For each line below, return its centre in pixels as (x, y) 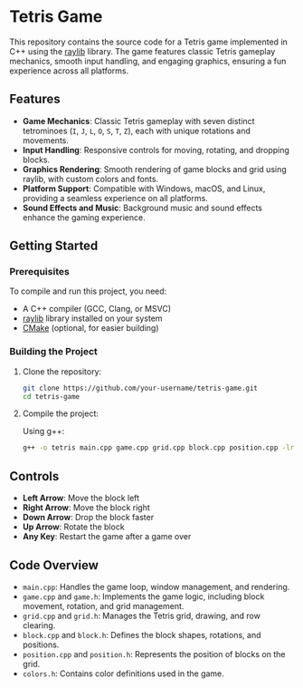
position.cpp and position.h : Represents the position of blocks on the (154, 654)
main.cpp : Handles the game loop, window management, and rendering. (156, 586)
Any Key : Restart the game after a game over (107, 537)
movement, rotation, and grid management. (103, 606)
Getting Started (54, 246)
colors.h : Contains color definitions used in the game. (123, 673)
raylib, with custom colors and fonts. (90, 179)
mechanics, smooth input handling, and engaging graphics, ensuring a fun (148, 61)
